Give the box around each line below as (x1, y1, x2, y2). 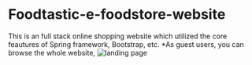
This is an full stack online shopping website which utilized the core (8, 31, 228, 41)
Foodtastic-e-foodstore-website (8, 5, 226, 23)
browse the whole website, (8, 48, 96, 57)
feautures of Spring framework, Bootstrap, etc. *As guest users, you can (8, 39, 244, 49)
